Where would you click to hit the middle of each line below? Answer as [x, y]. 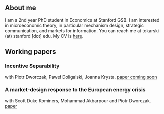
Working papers [31, 52]
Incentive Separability [32, 66]
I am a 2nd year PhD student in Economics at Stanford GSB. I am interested [82, 20]
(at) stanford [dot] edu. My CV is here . [44, 36]
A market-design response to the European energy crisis [75, 90]
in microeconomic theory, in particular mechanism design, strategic [74, 25]
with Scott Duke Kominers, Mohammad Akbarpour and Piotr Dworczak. [78, 101]
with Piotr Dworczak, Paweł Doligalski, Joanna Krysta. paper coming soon [81, 77]
